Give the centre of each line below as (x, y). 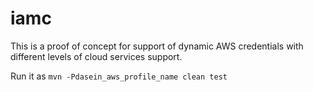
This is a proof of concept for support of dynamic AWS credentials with (157, 46)
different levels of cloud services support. (96, 56)
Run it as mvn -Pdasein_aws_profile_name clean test (119, 76)
